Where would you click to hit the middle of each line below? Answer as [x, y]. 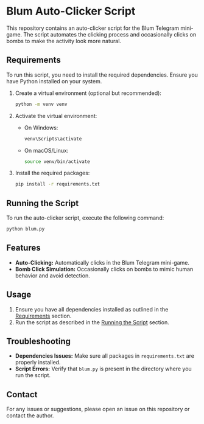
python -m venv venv [41, 104]
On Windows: [41, 127]
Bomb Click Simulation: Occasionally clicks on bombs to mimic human [104, 269]
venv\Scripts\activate [53, 139]
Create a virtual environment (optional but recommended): [88, 93]
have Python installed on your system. [54, 81]
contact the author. [30, 415]
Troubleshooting [39, 341]
